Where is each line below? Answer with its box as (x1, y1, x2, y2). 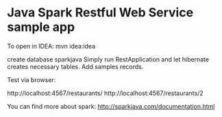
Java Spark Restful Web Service (7, 5, 194, 21)
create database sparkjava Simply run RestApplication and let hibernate (7, 55, 210, 63)
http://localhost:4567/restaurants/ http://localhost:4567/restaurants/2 (7, 89, 203, 97)
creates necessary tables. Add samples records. (7, 62, 144, 70)
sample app (7, 19, 75, 35)
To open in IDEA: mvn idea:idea (7, 42, 96, 50)
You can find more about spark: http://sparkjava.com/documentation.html (7, 102, 215, 110)
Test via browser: (7, 75, 56, 83)
